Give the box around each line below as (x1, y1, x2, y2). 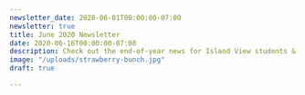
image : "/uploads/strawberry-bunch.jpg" (9, 55, 166, 64)
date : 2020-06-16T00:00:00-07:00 (9, 38, 137, 48)
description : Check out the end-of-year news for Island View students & (9, 47, 297, 56)
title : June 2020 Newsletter (9, 30, 121, 39)
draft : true (9, 64, 55, 73)
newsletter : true (9, 22, 76, 31)
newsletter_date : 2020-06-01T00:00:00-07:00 (9, 13, 182, 23)
